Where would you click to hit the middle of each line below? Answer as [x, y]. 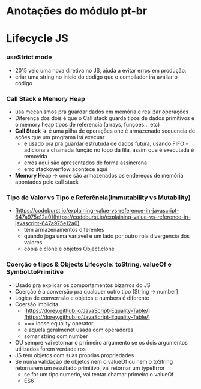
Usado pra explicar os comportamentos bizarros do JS [82, 285]
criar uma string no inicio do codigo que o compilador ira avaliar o [96, 77]
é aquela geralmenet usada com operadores [79, 330]
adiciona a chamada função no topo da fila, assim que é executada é [109, 150]
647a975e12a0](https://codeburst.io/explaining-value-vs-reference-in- [103, 217]
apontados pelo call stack [47, 182]
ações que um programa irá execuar [60, 137]
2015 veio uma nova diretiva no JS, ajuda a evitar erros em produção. [100, 70]
